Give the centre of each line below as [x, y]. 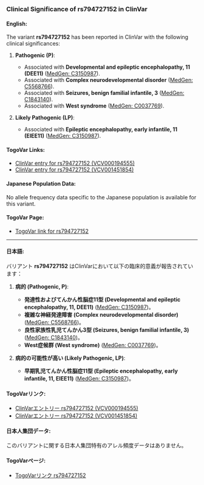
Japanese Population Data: [41, 184]
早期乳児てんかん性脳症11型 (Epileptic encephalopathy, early [101, 371]
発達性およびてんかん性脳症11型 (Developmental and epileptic [102, 299]
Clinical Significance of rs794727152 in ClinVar [77, 9]
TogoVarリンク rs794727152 [50, 475]
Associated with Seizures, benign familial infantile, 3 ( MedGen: [104, 93]
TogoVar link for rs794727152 [52, 231]
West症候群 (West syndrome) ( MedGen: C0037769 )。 [93, 345]
